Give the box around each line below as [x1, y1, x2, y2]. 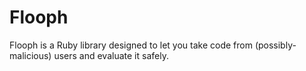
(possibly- [254, 39, 297, 51]
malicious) [9, 49, 52, 61]
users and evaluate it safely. [53, 49, 169, 61]
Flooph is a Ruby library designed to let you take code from [9, 39, 253, 51]
